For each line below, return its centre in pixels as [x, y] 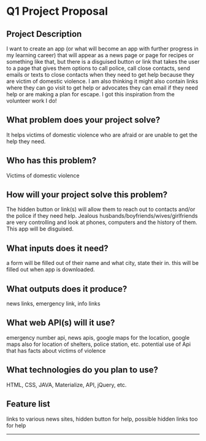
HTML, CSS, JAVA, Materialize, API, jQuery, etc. [67, 385]
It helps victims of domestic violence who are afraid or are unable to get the [102, 135]
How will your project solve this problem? [87, 195]
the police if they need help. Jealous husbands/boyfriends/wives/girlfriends [102, 216]
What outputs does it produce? [67, 289]
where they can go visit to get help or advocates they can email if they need [102, 88]
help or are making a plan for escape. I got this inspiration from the [90, 94]
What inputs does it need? [57, 248]
